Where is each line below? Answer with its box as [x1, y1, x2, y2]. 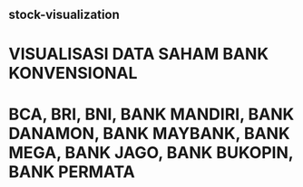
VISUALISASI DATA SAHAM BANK [8, 43, 269, 64]
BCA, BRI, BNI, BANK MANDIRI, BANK [8, 104, 295, 125]
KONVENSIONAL [8, 62, 138, 83]
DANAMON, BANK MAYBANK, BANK [8, 123, 291, 144]
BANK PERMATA [8, 162, 135, 182]
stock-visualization [8, 7, 120, 23]
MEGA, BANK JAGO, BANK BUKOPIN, [8, 142, 294, 163]
